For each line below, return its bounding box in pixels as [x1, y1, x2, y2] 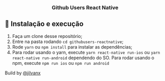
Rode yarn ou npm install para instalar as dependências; [12, 44, 133, 50]
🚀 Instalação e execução [5, 20, 84, 28]
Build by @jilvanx [5, 70, 41, 76]
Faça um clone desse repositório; [12, 33, 82, 39]
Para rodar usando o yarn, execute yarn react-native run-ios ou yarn [12, 49, 160, 55]
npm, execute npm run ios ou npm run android [12, 60, 109, 66]
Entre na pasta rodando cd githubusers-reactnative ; [12, 38, 124, 45]
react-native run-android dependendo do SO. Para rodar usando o [12, 55, 155, 61]
